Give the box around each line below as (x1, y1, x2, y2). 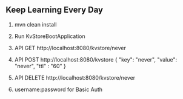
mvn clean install (14, 21, 57, 28)
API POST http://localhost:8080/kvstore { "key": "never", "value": (14, 56, 178, 63)
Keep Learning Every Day (5, 5, 104, 15)
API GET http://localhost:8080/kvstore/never (14, 44, 127, 51)
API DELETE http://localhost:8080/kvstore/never (14, 74, 136, 81)
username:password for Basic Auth (14, 86, 103, 93)
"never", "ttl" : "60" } (14, 62, 66, 69)
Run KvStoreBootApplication (14, 33, 85, 40)
